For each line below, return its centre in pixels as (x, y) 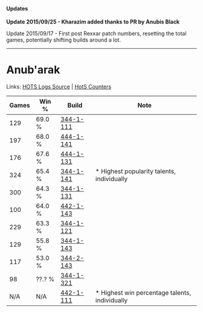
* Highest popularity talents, (136, 171)
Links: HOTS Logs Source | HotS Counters (59, 87)
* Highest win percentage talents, (143, 293)
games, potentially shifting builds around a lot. (64, 40)
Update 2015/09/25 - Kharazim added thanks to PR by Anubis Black (93, 22)
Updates (17, 8)
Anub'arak (33, 70)
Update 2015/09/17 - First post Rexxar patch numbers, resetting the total (96, 34)
